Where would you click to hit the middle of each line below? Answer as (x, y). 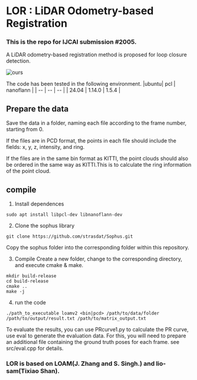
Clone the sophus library (45, 226)
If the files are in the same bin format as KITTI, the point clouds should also (97, 158)
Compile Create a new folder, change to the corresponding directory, (98, 259)
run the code (30, 303)
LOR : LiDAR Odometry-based (80, 11)
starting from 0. (25, 129)
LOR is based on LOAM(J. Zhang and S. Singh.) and (81, 363)
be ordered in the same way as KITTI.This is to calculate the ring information (99, 165)
